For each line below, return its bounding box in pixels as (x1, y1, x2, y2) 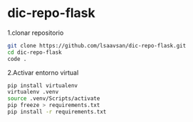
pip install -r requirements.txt (7, 109, 107, 116)
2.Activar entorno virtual (7, 68, 79, 77)
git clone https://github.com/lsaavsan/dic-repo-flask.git (7, 42, 187, 49)
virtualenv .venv (7, 89, 59, 96)
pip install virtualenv (7, 82, 78, 89)
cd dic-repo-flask (7, 48, 62, 56)
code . (7, 55, 27, 62)
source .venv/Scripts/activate (7, 95, 100, 102)
